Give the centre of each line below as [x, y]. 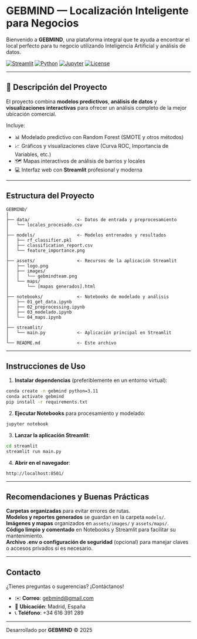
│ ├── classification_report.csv [50, 245]
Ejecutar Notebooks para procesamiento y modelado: [80, 413]
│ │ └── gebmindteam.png [42, 276]
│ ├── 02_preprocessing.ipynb [45, 307]
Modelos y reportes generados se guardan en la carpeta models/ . [86, 517]
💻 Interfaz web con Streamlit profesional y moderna [78, 170]
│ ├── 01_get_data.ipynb [39, 302]
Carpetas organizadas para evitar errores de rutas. [68, 511]
